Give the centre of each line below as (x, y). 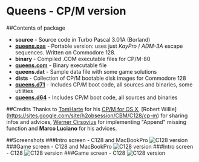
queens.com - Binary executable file (61, 65)
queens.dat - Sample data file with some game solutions (86, 71)
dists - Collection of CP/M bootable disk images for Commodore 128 (100, 78)
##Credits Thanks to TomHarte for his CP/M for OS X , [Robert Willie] (92, 109)
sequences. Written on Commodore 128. (65, 52)
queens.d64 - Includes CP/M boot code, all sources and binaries (96, 97)
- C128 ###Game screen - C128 (66, 153)
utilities (24, 91)
